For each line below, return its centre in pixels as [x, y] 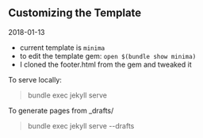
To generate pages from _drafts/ [61, 110]
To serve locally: [35, 79]
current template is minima [62, 48]
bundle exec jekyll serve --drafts [81, 125]
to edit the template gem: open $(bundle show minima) [108, 56]
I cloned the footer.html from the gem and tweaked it [105, 64]
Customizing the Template [75, 13]
